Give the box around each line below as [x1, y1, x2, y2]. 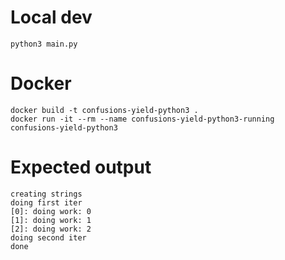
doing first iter [10, 197, 83, 208]
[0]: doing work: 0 [10, 206, 92, 216]
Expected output [10, 156, 152, 179]
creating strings [10, 189, 83, 199]
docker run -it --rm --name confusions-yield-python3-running [10, 114, 275, 124]
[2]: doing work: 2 [10, 224, 92, 234]
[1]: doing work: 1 [10, 215, 92, 225]
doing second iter [10, 232, 87, 243]
